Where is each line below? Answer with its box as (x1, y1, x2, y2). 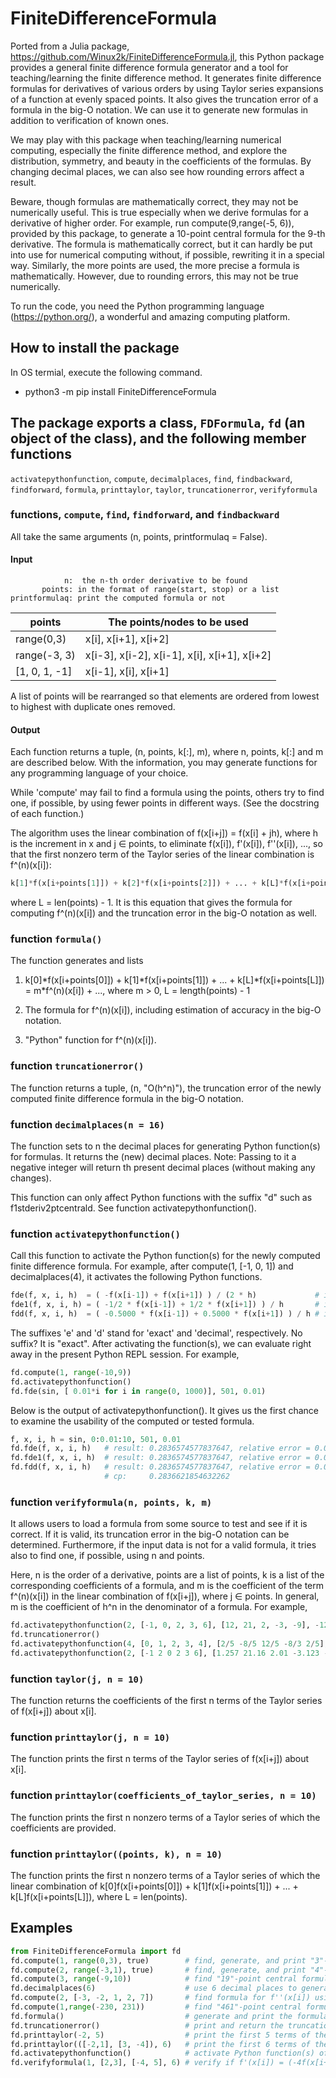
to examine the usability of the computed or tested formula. (10, 1415, 255, 1427)
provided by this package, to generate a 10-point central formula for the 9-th (10, 227, 326, 239)
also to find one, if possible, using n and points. (10, 1550, 205, 1562)
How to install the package (10, 340, 180, 357)
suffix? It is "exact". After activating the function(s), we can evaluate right (10, 1337, 312, 1349)
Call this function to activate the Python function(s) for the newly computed (10, 1250, 321, 1262)
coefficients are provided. (10, 1822, 117, 1834)
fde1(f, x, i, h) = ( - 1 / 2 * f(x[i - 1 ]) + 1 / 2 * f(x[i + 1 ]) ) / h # (10, 1300, 320, 1310)
